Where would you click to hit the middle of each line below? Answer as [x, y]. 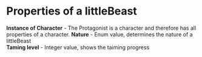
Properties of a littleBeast [72, 11]
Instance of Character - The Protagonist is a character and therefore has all [101, 28]
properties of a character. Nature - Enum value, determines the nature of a [99, 34]
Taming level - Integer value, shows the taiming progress [78, 47]
